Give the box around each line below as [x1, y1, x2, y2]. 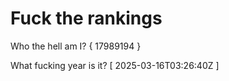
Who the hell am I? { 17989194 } [10, 40, 142, 52]
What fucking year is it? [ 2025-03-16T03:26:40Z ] [10, 59, 220, 71]
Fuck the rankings [10, 7, 163, 30]
